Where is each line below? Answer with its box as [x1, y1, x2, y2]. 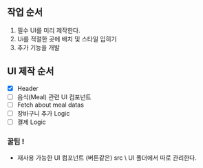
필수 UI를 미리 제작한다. [17, 26, 81, 34]
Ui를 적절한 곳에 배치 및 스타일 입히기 [17, 34, 117, 43]
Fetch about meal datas [17, 101, 85, 109]
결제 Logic [17, 118, 46, 126]
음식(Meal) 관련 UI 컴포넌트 [17, 92, 92, 101]
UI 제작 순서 [7, 65, 54, 77]
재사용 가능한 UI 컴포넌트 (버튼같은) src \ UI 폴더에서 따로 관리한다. [17, 154, 197, 162]
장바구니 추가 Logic [17, 109, 70, 117]
